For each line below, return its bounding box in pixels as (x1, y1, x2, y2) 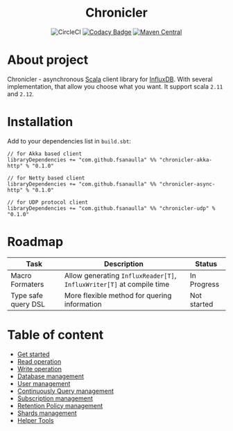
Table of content (7, 327, 104, 342)
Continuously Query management (17, 387, 114, 395)
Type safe (10, 290, 43, 300)
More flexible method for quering (64, 290, 172, 300)
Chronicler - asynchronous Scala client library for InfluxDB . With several (7, 75, 213, 83)
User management (17, 379, 71, 387)
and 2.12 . (7, 89, 35, 98)
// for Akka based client (7, 150, 82, 157)
